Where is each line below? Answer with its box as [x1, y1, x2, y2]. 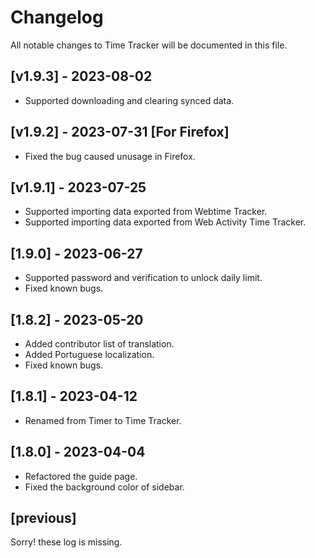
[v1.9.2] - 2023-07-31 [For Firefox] [10, 124, 230, 141]
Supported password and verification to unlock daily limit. [24, 272, 263, 284]
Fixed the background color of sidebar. [24, 481, 185, 493]
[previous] [10, 510, 77, 527]
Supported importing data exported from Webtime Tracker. [24, 206, 268, 218]
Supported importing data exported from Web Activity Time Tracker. [24, 216, 307, 228]
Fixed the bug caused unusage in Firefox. [24, 150, 196, 162]
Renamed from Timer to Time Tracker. [24, 414, 182, 426]
